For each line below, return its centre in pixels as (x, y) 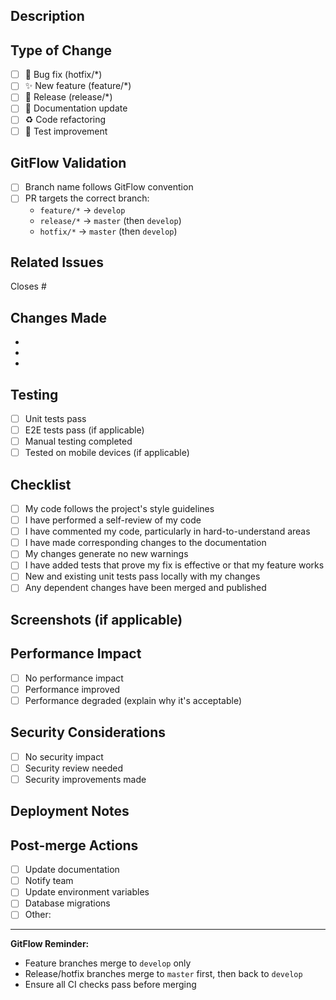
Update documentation (72, 870)
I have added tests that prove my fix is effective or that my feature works (174, 565)
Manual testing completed (78, 441)
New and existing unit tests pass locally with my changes (142, 576)
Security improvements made (85, 779)
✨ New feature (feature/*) (78, 86)
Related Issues (57, 262)
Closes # (28, 286)
